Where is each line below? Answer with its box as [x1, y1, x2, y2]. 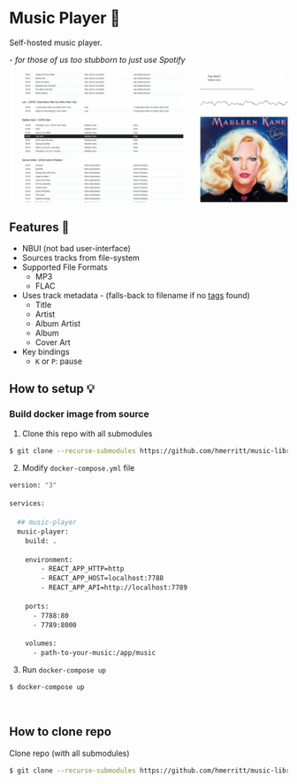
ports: [25, 602, 49, 611]
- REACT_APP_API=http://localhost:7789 [41, 583, 188, 592]
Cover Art [34, 337, 71, 348]
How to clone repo [9, 725, 112, 740]
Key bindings [21, 347, 70, 357]
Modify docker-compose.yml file [21, 462, 135, 473]
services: [9, 499, 46, 508]
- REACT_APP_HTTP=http [41, 565, 125, 573]
